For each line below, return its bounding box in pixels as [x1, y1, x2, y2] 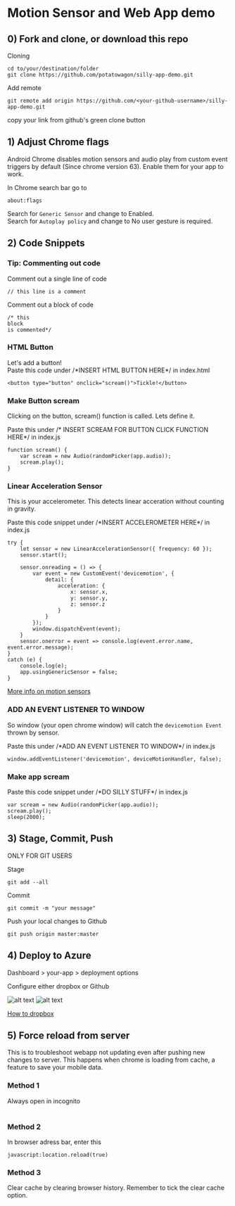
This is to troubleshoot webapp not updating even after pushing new [7, 1048, 205, 1057]
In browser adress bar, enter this [7, 1138, 102, 1146]
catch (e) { [7, 656, 42, 664]
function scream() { [7, 447, 68, 454]
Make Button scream [7, 395, 80, 405]
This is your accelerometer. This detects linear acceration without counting [7, 497, 224, 506]
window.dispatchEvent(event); [32, 626, 121, 633]
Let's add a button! [7, 358, 62, 367]
